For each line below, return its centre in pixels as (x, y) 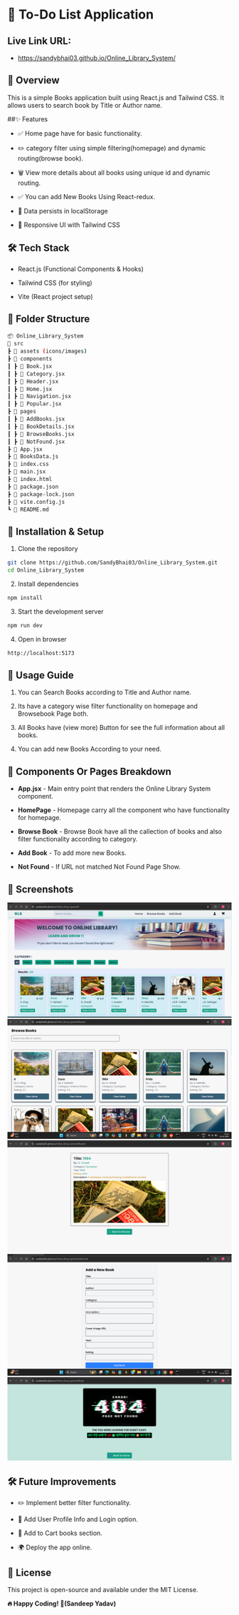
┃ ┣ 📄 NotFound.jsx (36, 442)
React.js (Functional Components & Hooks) (81, 269)
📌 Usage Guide (41, 675)
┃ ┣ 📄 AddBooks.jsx (36, 419)
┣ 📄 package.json (33, 487)
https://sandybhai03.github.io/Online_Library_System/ (97, 58)
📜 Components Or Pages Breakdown (90, 771)
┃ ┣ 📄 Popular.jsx (34, 404)
